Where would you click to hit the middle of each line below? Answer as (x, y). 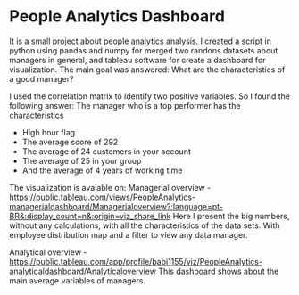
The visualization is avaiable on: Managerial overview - (110, 187)
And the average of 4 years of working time (102, 170)
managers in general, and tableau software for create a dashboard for (137, 60)
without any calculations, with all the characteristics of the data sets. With (145, 225)
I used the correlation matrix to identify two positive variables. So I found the (149, 96)
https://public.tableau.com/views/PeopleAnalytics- (103, 197)
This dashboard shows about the (218, 271)
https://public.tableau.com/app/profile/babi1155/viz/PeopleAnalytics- (136, 261)
